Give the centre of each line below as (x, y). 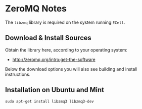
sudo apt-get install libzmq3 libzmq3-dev (49, 101)
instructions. (18, 74)
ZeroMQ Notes (36, 9)
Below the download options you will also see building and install (71, 69)
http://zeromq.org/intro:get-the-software (54, 59)
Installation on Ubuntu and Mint (55, 90)
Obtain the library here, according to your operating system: (66, 50)
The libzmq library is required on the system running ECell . (65, 22)
